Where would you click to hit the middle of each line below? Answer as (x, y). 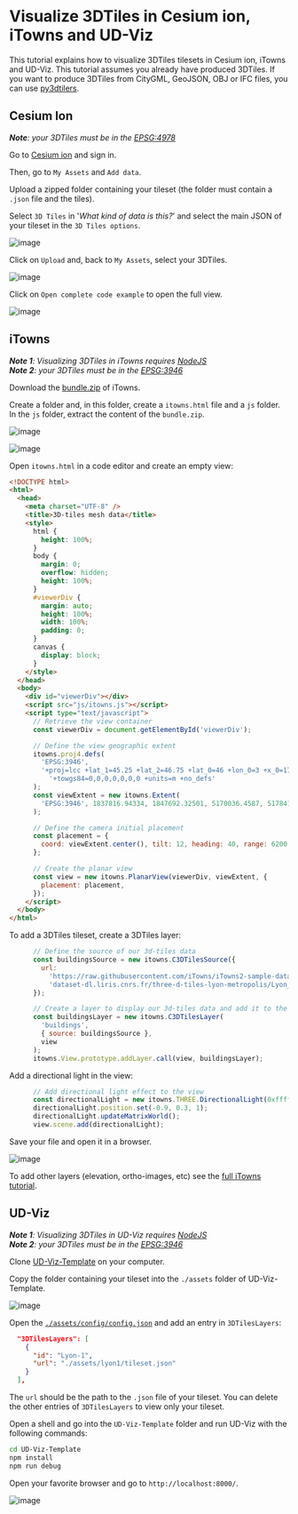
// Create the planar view (82, 869)
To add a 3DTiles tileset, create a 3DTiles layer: (95, 936)
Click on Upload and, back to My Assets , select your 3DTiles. (118, 259)
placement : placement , (83, 885)
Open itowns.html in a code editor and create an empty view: (121, 466)
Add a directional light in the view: (71, 1075)
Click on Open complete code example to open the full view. (116, 294)
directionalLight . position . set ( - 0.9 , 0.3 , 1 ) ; (120, 1108)
